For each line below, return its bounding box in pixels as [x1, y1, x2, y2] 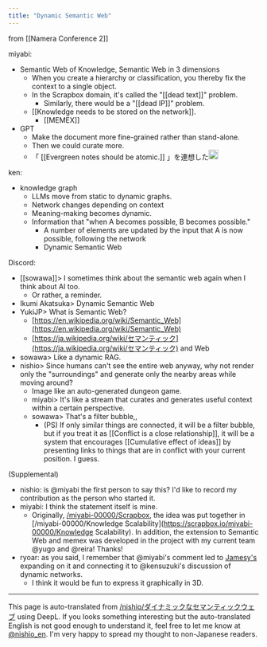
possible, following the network [43, 234, 147, 244]
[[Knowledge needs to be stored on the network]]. [31, 107, 196, 116]
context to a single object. [31, 81, 117, 91]
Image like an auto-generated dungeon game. [31, 386, 182, 396]
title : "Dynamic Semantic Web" [8, 11, 112, 20]
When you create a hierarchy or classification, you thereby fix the [31, 73, 246, 82]
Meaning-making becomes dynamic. [31, 209, 153, 218]
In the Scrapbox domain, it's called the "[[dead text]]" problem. [31, 89, 238, 100]
